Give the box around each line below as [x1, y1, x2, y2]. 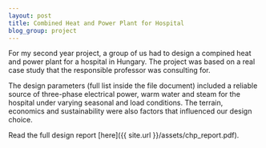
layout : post [8, 11, 52, 20]
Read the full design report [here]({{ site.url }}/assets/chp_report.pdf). [8, 130, 240, 140]
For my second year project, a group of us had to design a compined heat [8, 49, 252, 58]
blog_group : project [8, 26, 78, 34]
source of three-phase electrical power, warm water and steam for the [8, 90, 240, 99]
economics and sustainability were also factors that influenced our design [8, 106, 252, 116]
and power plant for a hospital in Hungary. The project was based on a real [8, 57, 256, 66]
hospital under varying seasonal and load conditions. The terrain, [8, 98, 224, 108]
